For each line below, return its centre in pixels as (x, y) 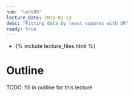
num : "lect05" (24, 12)
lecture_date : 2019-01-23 (39, 18)
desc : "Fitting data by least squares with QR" (68, 23)
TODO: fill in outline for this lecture (49, 87)
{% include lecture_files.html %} (55, 46)
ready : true (21, 29)
